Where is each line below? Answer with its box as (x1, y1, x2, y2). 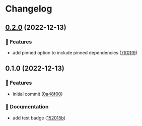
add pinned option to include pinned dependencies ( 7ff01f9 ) (12, 49, 137, 55)
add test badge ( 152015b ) (12, 114, 66, 121)
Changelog (5, 3, 52, 15)
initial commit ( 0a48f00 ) (12, 91, 63, 97)
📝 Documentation (5, 103, 49, 110)
